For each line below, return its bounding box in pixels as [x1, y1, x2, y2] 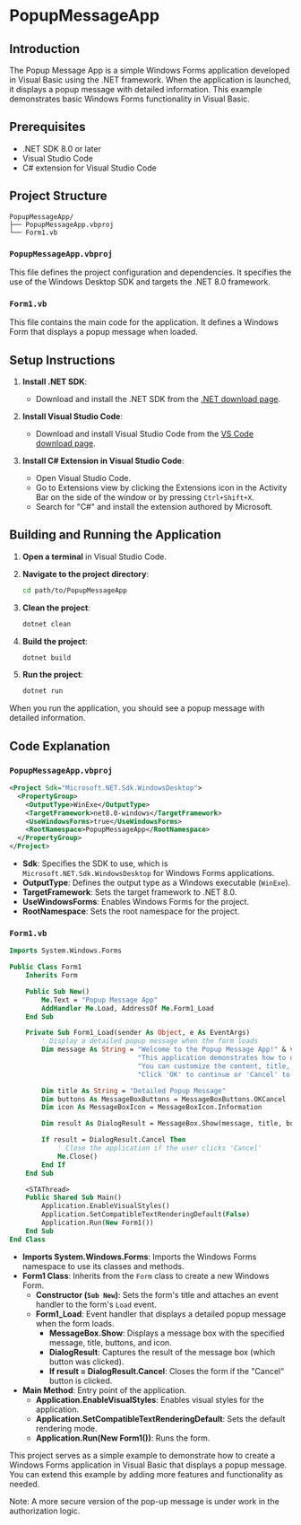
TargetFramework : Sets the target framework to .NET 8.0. [21, 887, 237, 898]
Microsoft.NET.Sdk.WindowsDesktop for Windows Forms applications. [21, 868, 275, 879]
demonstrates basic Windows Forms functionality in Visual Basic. [9, 93, 251, 104]
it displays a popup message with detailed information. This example [9, 84, 262, 94]
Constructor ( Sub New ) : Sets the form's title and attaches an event [35, 1289, 279, 1300]
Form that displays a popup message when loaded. [9, 327, 199, 337]
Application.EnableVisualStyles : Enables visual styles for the [35, 1394, 264, 1405]
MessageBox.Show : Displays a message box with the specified [48, 1328, 285, 1338]
